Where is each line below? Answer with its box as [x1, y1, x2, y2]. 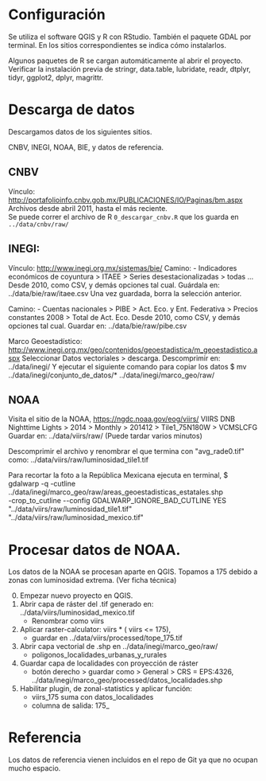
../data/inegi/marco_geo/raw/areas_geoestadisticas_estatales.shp [8, 487, 224, 497]
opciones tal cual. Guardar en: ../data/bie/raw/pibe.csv [8, 321, 187, 330]
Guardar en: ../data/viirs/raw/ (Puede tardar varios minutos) [8, 432, 202, 441]
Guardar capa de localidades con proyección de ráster [19, 658, 199, 668]
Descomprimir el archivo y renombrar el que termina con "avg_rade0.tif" [8, 447, 245, 456]
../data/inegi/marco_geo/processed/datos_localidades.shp [31, 675, 223, 685]
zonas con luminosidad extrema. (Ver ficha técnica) [8, 576, 177, 585]
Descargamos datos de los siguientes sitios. [8, 127, 152, 136]
